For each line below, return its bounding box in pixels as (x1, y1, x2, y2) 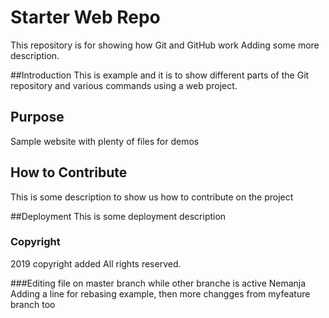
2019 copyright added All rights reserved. (10, 257, 182, 270)
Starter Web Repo (10, 6, 161, 29)
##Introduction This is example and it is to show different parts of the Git (10, 69, 310, 81)
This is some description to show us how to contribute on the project (10, 191, 294, 203)
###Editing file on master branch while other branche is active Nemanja (10, 277, 307, 289)
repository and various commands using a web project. (10, 79, 238, 91)
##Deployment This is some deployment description (10, 210, 227, 222)
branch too (10, 298, 56, 310)
